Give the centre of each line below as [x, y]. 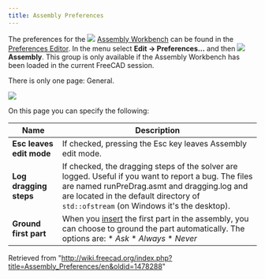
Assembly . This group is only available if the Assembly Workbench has [124, 57]
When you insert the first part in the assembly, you [155, 218]
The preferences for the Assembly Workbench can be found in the [121, 39]
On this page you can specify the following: [79, 111]
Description [157, 130]
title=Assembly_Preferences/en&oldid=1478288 [86, 266]
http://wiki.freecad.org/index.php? [117, 258]
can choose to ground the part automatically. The [153, 228]
